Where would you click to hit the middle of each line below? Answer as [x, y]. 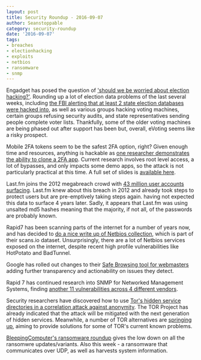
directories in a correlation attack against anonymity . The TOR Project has [97, 307]
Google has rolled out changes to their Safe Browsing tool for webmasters [97, 264]
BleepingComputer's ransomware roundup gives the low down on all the [95, 338]
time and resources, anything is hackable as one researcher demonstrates [98, 153]
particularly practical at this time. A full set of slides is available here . [91, 172]
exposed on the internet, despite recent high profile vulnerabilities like [92, 246]
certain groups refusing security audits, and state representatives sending [98, 116]
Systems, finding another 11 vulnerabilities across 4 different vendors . [92, 289]
